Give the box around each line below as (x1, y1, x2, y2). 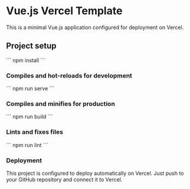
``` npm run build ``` (6, 113, 53, 120)
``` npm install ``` (6, 56, 46, 63)
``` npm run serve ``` (6, 85, 55, 92)
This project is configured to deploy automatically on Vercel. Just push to (6, 169, 184, 177)
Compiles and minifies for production (6, 100, 115, 108)
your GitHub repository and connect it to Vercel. (6, 176, 123, 183)
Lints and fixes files (6, 128, 64, 136)
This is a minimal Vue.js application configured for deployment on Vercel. (6, 24, 184, 31)
